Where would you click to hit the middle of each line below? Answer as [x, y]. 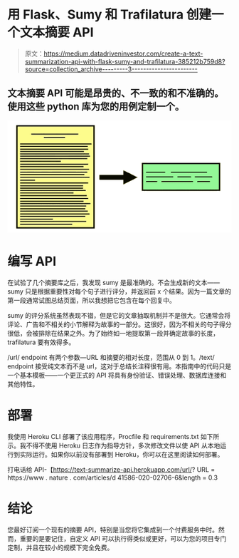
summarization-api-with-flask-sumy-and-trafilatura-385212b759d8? [125, 61]
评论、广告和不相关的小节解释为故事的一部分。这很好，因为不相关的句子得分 [119, 324]
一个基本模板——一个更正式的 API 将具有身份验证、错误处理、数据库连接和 [117, 375]
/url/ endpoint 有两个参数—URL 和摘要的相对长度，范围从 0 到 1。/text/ [111, 357]
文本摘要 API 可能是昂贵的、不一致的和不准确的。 [116, 93]
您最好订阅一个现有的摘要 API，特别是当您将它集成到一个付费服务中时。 [113, 529]
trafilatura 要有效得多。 [41, 342]
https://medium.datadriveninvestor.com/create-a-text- [123, 53]
